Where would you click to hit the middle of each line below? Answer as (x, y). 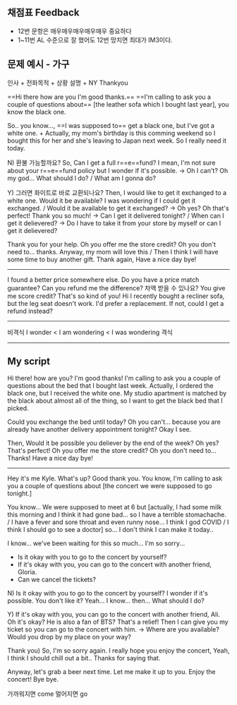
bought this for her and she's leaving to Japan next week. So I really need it (117, 141)
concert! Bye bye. (33, 680)
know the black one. (37, 112)
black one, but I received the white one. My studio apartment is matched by (117, 393)
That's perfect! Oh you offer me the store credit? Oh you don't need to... (112, 451)
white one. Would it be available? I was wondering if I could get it (102, 201)
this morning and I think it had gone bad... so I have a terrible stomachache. (117, 515)
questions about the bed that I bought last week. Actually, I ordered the (110, 386)
